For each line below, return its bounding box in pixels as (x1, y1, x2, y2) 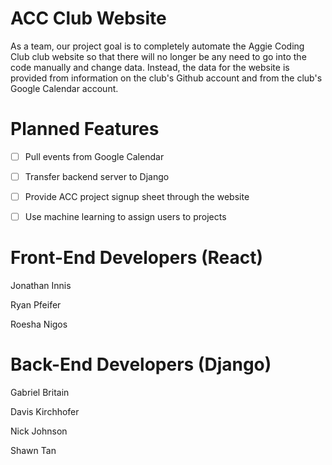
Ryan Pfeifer (10, 299, 62, 311)
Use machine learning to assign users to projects (24, 211, 227, 223)
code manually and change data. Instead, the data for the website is (10, 61, 290, 73)
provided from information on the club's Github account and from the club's (10, 72, 323, 84)
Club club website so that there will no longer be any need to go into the (10, 50, 307, 62)
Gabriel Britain (10, 387, 70, 398)
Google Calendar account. (10, 82, 119, 94)
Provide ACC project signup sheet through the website (24, 191, 250, 202)
